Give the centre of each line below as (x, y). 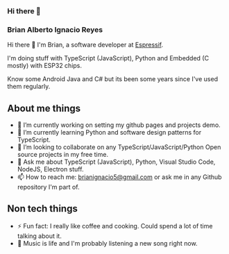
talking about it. (40, 236)
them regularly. (29, 87)
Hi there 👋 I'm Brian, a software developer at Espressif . (85, 45)
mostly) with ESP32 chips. (44, 66)
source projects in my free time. (63, 155)
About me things (44, 108)
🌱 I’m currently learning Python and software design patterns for (109, 133)
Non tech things (42, 209)
